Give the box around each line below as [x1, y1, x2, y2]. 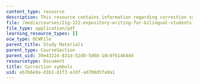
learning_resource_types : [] [6, 31, 78, 37]
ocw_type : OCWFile [6, 36, 52, 42]
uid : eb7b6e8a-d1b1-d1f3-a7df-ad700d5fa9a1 [6, 69, 115, 75]
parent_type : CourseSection [6, 47, 76, 53]
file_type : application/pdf [6, 25, 76, 31]
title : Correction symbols [6, 63, 73, 70]
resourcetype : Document [6, 58, 65, 64]
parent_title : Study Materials [6, 42, 84, 48]
